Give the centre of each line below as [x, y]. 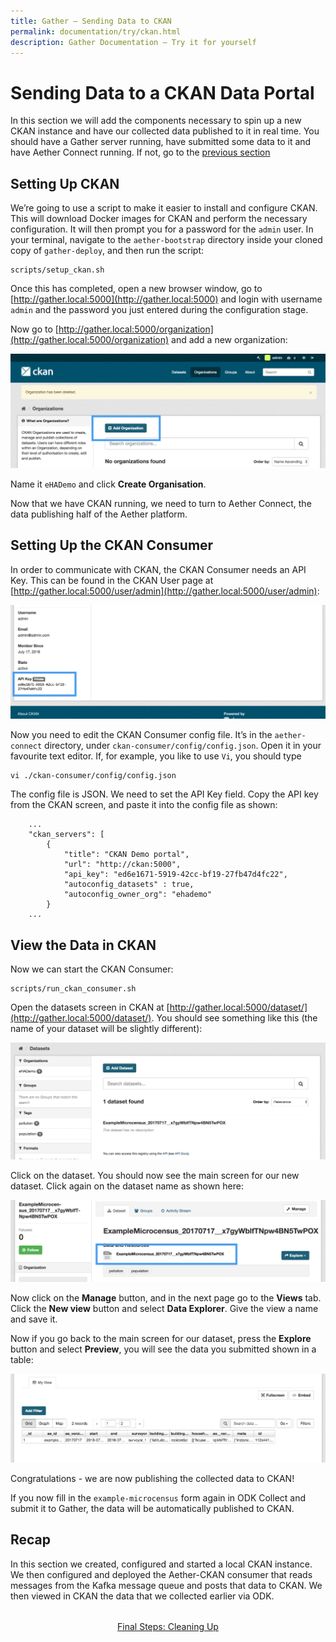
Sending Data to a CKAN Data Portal [162, 92]
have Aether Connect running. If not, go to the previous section [140, 152]
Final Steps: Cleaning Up [168, 1626]
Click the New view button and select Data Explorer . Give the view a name [164, 1309]
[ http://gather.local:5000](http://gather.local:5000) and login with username [166, 299]
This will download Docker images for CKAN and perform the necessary [159, 219]
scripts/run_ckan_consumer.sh [73, 988]
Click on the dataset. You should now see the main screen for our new [155, 1176]
